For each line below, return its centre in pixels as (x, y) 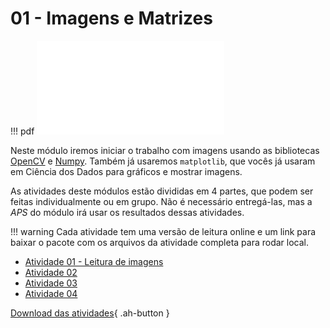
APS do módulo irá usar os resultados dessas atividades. (127, 212)
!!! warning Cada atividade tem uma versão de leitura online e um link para (163, 231)
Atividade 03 (51, 283)
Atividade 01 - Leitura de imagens (94, 261)
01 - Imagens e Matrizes (111, 18)
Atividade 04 (51, 293)
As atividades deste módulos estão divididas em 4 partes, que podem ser (162, 191)
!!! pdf (22, 131)
